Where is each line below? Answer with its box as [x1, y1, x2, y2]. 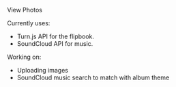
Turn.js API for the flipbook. [16, 32, 94, 40]
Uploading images [16, 66, 68, 74]
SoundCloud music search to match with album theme [16, 73, 170, 82]
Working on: [7, 53, 42, 61]
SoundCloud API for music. [16, 40, 93, 47]
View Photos [7, 6, 43, 14]
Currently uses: [7, 19, 50, 27]
